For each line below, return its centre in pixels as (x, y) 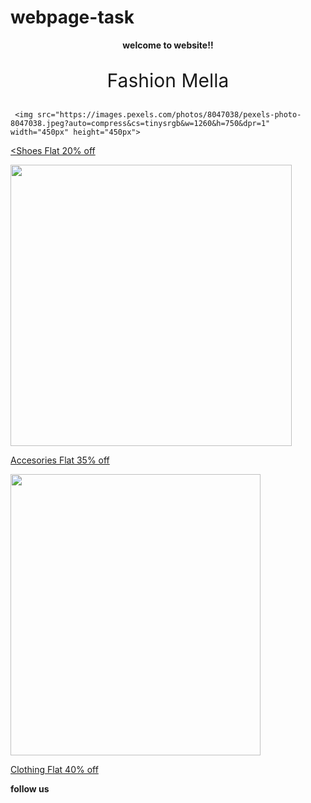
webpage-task (72, 17)
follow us (30, 788)
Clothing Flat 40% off (54, 769)
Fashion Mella (168, 80)
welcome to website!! (168, 45)
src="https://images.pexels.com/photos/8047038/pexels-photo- (169, 114)
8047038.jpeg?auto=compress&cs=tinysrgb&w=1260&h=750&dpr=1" (140, 123)
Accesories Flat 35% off (60, 460)
